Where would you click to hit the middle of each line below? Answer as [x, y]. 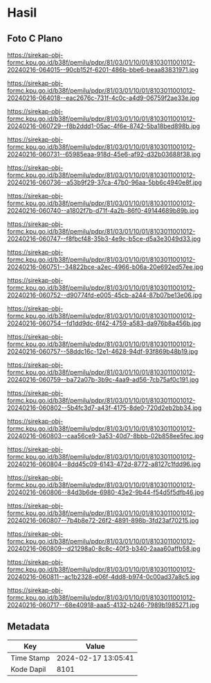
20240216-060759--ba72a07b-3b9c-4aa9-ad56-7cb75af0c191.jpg [103, 380]
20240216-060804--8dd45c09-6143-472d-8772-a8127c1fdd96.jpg [104, 464]
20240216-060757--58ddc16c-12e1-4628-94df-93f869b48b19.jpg [103, 351]
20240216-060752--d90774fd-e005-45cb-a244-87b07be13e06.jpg [105, 295]
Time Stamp [30, 658]
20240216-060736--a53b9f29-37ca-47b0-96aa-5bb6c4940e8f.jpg [104, 182]
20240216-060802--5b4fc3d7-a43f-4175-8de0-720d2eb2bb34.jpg [104, 408]
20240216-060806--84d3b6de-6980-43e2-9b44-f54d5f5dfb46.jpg [105, 492]
